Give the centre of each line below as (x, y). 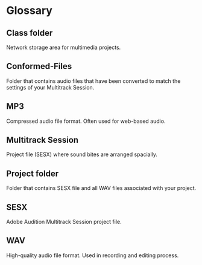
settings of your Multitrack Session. (50, 87)
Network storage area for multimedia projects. (64, 47)
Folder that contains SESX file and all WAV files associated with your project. (101, 188)
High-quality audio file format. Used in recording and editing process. (93, 255)
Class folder (30, 33)
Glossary (30, 11)
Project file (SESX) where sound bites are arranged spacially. (82, 154)
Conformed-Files (39, 66)
